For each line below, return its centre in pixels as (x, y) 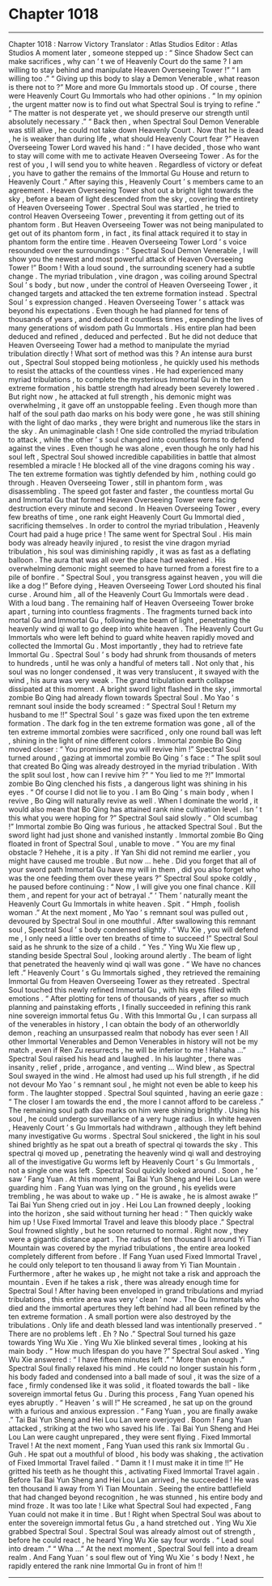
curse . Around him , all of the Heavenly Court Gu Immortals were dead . (129, 594)
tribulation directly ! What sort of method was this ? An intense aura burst (130, 354)
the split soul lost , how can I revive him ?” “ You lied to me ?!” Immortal (127, 774)
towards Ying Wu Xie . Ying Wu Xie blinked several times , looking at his (128, 1342)
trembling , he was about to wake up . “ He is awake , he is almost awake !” (133, 1196)
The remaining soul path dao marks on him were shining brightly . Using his (134, 1110)
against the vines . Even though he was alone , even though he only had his (134, 448)
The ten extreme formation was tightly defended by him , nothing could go (132, 473)
